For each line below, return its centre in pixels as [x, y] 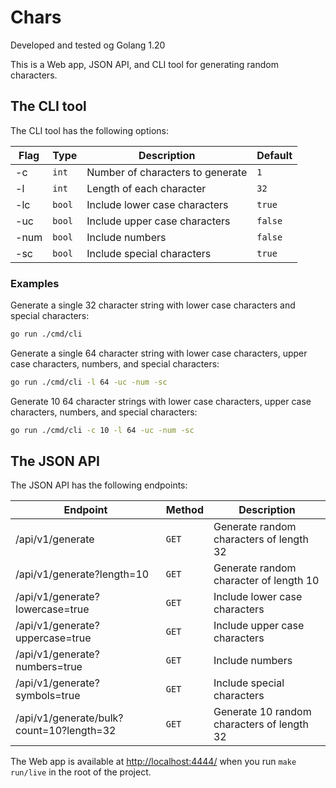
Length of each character [146, 188]
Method [184, 510]
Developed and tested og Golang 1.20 [88, 45]
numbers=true [49, 667]
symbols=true [48, 696]
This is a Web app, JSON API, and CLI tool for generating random [144, 64]
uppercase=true [53, 638]
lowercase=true [52, 609]
